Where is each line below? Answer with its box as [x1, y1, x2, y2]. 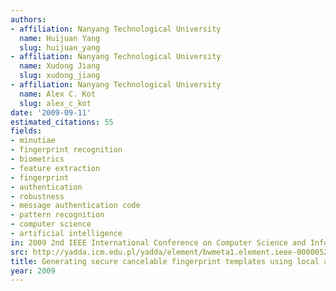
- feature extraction [10, 163, 101, 173]
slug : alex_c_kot [19, 98, 92, 108]
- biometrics [10, 154, 65, 164]
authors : [10, 14, 47, 25]
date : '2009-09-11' [10, 107, 92, 118]
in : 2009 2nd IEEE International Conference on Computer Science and [10, 237, 307, 248]
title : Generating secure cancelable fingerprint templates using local [10, 256, 320, 266]
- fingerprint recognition [10, 145, 123, 155]
